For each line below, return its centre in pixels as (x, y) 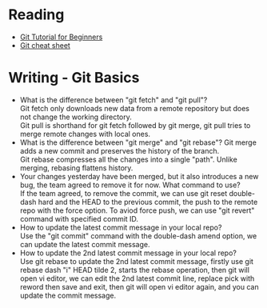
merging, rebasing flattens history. (76, 168)
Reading (36, 15)
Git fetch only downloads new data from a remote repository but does (135, 108)
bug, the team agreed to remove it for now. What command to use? (130, 185)
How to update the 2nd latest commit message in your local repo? (128, 253)
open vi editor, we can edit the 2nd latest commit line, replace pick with (137, 278)
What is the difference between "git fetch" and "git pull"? (114, 100)
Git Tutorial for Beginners (61, 37)
